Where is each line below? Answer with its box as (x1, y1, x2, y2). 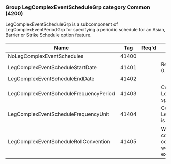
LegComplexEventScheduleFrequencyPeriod (8, 90, 116, 97)
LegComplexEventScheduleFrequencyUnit (8, 111, 109, 118)
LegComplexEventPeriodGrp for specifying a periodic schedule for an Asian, (5, 27, 166, 33)
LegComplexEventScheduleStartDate (8, 64, 97, 71)
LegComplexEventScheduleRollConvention (8, 138, 110, 145)
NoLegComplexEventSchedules (8, 53, 84, 60)
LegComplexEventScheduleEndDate (8, 75, 95, 83)
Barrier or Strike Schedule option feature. (5, 32, 92, 38)
